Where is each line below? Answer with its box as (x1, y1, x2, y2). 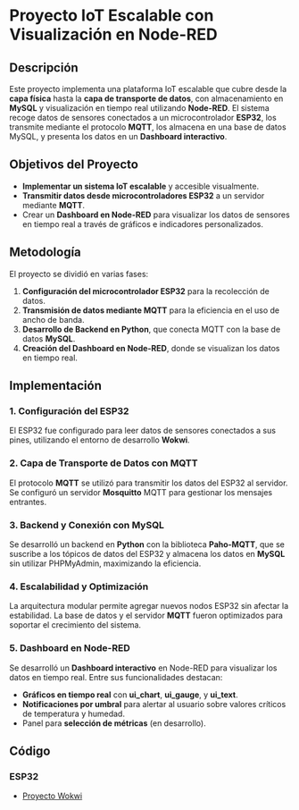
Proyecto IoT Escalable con (9, 5, 214, 26)
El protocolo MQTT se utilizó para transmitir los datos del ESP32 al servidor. (9, 477, 288, 488)
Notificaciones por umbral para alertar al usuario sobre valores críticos (21, 698, 287, 709)
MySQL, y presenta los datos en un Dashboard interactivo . (9, 131, 228, 141)
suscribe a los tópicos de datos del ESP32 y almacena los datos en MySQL (9, 548, 286, 559)
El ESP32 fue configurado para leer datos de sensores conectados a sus (9, 426, 277, 436)
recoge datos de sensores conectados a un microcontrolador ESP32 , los (9, 113, 277, 122)
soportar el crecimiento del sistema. (9, 620, 141, 630)
